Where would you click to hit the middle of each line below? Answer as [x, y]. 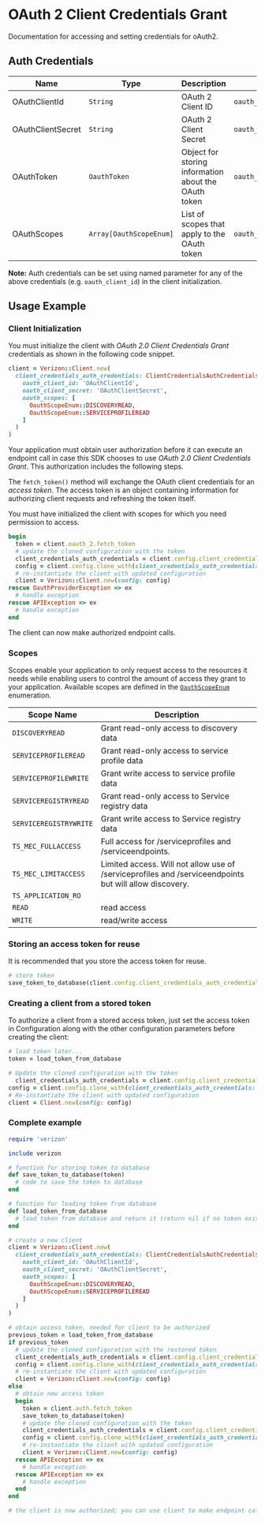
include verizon [35, 1154]
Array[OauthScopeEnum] [131, 234]
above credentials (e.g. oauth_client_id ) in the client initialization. [115, 281]
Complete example [45, 1123]
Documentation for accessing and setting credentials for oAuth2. [113, 36]
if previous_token [38, 1342]
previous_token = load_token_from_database [81, 1335]
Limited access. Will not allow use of [168, 864]
